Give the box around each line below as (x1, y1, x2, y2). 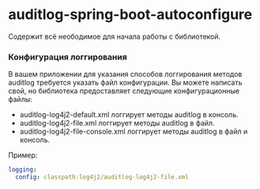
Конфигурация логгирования (8, 51, 128, 62)
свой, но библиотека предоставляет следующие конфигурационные (8, 86, 239, 96)
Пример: (8, 150, 38, 160)
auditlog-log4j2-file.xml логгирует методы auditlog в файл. (19, 119, 215, 128)
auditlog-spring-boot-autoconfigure (8, 6, 253, 24)
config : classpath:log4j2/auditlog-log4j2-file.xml (15, 173, 190, 181)
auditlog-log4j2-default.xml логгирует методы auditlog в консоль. (19, 110, 239, 119)
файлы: (8, 95, 33, 104)
